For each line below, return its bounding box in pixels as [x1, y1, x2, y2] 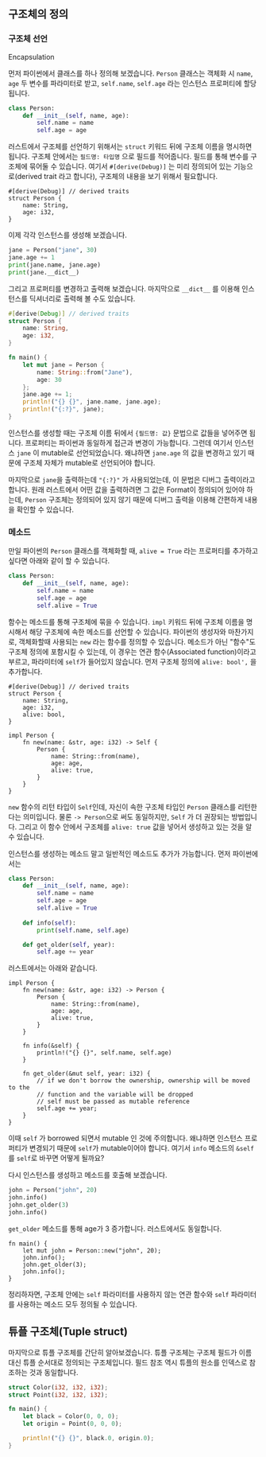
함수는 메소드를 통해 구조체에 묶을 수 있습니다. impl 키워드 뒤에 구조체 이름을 [8, 617, 245, 626]
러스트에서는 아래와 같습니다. [8, 964, 98, 973]
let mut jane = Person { [22, 360, 105, 368]
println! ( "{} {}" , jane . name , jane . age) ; [22, 398, 161, 406]
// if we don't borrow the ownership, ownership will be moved [37, 1077, 250, 1085]
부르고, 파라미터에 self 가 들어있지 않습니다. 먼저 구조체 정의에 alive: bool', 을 [8, 656, 257, 666]
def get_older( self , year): [22, 941, 115, 949]
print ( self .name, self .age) [37, 926, 129, 934]
